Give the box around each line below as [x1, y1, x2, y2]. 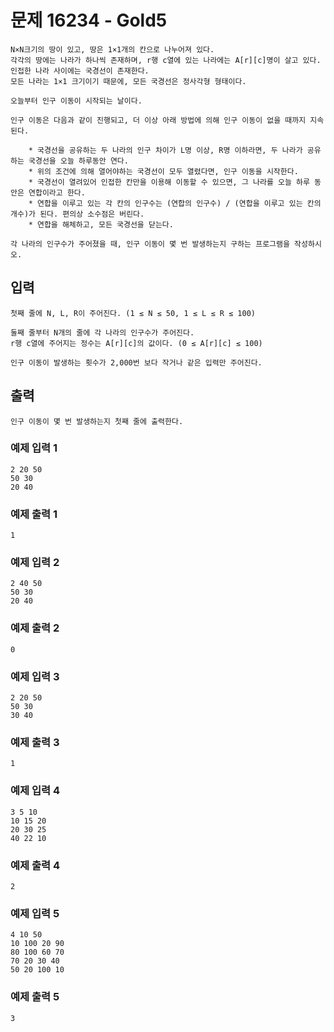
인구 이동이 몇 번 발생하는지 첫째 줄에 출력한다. [10, 416, 184, 426]
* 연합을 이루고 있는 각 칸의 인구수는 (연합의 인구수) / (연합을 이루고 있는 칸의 [28, 198, 322, 208]
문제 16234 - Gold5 [10, 9, 168, 32]
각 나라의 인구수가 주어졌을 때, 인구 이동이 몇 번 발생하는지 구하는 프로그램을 [10, 239, 290, 249]
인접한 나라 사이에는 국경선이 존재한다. [10, 66, 150, 76]
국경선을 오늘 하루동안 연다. [28, 156, 129, 166]
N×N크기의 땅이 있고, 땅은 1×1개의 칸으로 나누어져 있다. [10, 44, 215, 55]
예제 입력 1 [10, 441, 58, 455]
